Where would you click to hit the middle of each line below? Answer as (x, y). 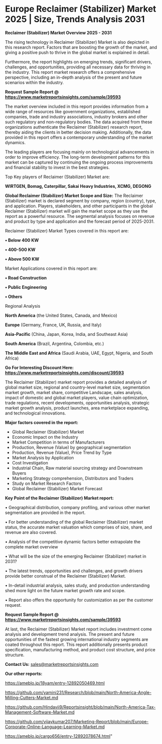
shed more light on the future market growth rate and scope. (65, 590)
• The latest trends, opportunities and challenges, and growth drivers (74, 571)
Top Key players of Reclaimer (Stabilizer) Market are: (58, 177)
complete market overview (31, 546)
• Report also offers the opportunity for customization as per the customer (79, 600)
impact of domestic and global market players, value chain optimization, (77, 397)
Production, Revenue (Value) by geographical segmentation (72, 447)
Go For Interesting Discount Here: (39, 367)
